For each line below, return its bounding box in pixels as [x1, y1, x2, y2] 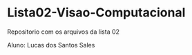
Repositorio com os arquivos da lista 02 [7, 27, 119, 36]
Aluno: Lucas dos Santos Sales [7, 41, 95, 49]
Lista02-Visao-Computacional [7, 5, 186, 21]
